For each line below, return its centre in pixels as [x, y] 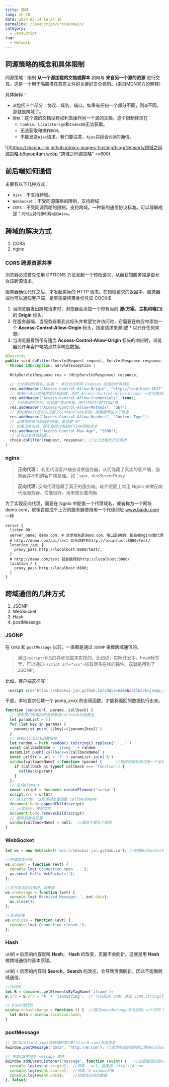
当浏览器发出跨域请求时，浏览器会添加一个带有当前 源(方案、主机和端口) [88, 309]
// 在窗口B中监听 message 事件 [35, 1057]
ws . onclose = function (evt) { [38, 920]
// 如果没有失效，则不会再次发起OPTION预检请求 [54, 426]
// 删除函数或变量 [26, 818]
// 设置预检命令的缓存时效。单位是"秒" [46, 421]
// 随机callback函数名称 [33, 738]
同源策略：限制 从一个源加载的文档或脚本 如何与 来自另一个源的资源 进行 [80, 77]
